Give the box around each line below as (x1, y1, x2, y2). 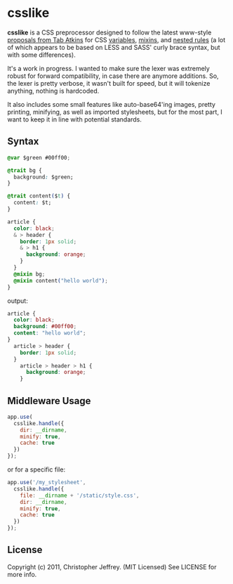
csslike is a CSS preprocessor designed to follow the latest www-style (7, 28, 212, 37)
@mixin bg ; (13, 271, 46, 278)
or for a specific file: (7, 465, 65, 474)
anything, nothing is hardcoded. (7, 86, 100, 95)
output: (7, 297, 28, 305)
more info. (7, 570, 37, 578)
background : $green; (13, 174, 74, 181)
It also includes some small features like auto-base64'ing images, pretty (7, 100, 216, 108)
